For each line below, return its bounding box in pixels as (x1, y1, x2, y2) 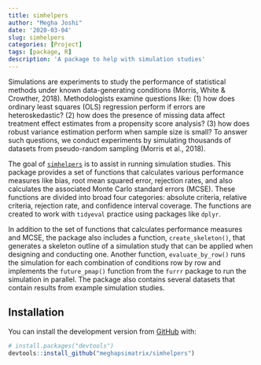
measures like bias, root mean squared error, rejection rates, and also (8, 175, 233, 185)
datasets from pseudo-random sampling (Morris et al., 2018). (8, 143, 206, 153)
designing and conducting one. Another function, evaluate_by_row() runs (8, 249, 246, 259)
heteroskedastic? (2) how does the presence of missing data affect (8, 110, 226, 120)
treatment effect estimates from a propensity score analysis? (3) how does (8, 119, 250, 128)
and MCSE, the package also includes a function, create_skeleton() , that (8, 233, 246, 242)
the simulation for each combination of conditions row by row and (8, 257, 222, 267)
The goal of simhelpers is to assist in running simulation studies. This (8, 159, 232, 168)
